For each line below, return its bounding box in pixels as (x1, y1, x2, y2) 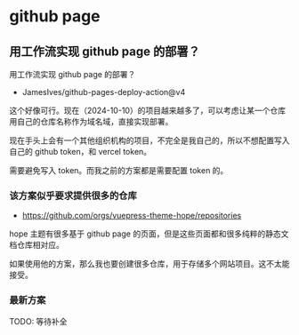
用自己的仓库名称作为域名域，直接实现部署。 (9, 116, 174, 126)
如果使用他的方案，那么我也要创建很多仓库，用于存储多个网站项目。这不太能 (9, 259, 290, 269)
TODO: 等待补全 (9, 315, 69, 326)
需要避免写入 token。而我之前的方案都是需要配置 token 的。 (9, 165, 229, 175)
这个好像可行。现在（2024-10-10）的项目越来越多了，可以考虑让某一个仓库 (9, 105, 287, 116)
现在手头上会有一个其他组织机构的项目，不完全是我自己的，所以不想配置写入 (9, 135, 290, 146)
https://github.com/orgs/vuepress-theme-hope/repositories (21, 211, 242, 221)
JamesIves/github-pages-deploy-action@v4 (21, 87, 186, 97)
